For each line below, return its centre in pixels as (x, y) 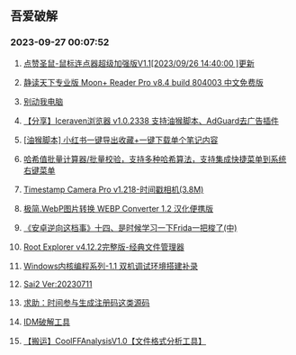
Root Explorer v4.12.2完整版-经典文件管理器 (104, 247)
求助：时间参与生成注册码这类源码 (86, 302)
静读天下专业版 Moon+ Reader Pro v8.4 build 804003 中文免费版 (144, 82)
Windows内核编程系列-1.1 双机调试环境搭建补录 (111, 266)
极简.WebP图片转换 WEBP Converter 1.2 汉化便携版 (118, 208)
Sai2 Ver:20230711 (58, 284)
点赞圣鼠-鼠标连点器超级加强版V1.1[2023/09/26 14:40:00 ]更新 (139, 63)
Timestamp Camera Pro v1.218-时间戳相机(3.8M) (113, 189)
